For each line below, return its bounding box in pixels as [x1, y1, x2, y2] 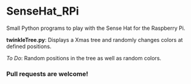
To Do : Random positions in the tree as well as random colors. [6, 54, 162, 61]
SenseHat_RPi [6, 4, 79, 18]
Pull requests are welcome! [6, 69, 88, 78]
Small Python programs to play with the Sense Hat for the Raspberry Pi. [6, 24, 186, 32]
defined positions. [6, 43, 52, 50]
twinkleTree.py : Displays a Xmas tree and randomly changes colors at [6, 36, 183, 43]
